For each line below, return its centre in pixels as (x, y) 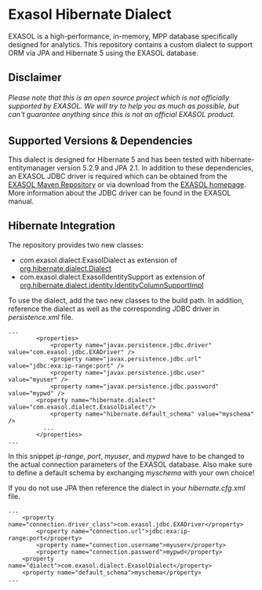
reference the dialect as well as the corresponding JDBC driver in (114, 309)
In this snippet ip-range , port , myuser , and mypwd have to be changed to (126, 456)
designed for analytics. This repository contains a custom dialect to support (130, 44)
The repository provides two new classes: (76, 244)
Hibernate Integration (62, 226)
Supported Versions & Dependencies (100, 140)
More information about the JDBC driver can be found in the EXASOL (120, 192)
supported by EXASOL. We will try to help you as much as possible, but (124, 106)
